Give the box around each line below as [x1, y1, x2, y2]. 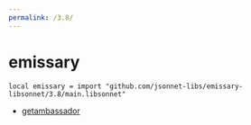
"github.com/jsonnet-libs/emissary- [105, 82, 244, 91]
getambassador [21, 105, 80, 116]
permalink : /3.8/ [8, 13, 74, 22]
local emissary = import [8, 82, 102, 91]
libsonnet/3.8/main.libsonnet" [8, 89, 126, 99]
